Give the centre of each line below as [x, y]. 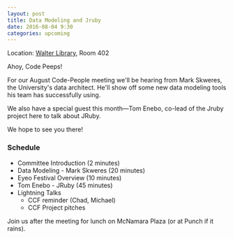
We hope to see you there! [45, 129]
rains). [16, 229]
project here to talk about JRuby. [54, 116]
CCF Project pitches [57, 208]
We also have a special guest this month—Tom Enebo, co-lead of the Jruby [115, 108]
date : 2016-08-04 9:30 [40, 27]
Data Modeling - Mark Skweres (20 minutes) [81, 170]
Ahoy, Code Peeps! [35, 66]
